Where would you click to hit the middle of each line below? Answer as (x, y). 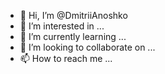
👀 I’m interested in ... (62, 26)
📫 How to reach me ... (66, 58)
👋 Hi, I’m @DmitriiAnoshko (73, 15)
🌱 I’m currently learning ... (73, 36)
